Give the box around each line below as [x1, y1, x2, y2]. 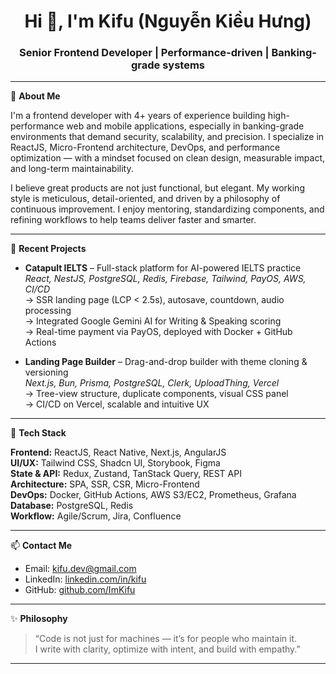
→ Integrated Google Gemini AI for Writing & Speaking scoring [24, 315, 282, 327]
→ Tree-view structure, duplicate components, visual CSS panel [24, 388, 289, 400]
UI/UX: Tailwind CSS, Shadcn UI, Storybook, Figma [10, 457, 221, 469]
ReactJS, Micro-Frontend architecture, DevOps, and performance [10, 141, 281, 154]
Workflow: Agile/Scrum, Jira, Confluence [10, 510, 182, 522]
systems [162, 58, 206, 72]
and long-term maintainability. [10, 163, 134, 175]
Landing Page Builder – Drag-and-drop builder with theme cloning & [24, 356, 308, 368]
